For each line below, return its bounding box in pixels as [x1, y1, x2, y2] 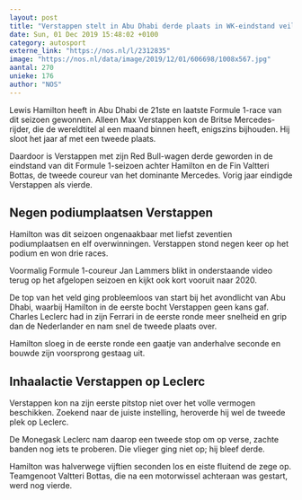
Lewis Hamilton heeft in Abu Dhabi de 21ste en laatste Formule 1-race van [9, 104, 282, 115]
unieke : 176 [9, 72, 54, 81]
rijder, [9, 123, 31, 135]
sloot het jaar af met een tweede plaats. [9, 133, 156, 144]
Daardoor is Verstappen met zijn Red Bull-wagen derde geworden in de [9, 150, 273, 162]
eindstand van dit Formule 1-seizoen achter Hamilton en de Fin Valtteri [9, 160, 270, 171]
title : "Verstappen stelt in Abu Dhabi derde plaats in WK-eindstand [9, 22, 276, 31]
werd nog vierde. [9, 480, 73, 491]
